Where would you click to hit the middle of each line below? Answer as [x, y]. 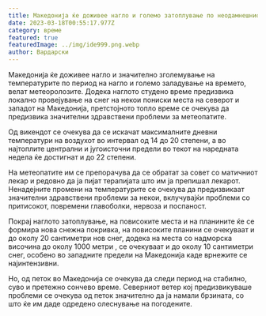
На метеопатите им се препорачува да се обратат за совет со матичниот [133, 172]
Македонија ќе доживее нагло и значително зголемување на [112, 75]
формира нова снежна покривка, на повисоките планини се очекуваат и [131, 229]
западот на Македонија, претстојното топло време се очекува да [119, 108]
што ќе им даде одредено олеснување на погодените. [100, 304]
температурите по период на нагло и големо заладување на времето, [127, 83]
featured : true [33, 38]
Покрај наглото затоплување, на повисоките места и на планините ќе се [131, 221]
